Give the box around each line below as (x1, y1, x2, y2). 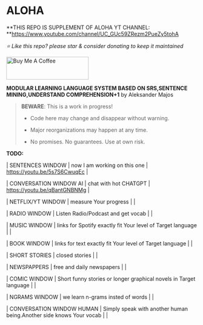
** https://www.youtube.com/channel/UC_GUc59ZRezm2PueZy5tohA (6, 30, 179, 37)
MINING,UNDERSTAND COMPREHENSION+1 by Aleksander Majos (6, 91, 174, 98)
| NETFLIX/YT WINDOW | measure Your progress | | (6, 198, 136, 205)
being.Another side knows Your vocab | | (6, 311, 108, 319)
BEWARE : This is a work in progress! (21, 103, 113, 110)
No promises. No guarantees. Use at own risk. (30, 138, 145, 145)
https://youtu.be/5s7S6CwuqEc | (6, 168, 88, 175)
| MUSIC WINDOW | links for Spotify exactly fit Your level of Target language (6, 221, 197, 228)
